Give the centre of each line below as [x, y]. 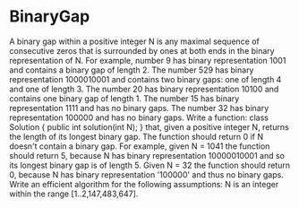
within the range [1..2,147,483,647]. [74, 194]
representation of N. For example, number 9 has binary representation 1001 [148, 60]
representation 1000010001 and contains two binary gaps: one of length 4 [145, 79]
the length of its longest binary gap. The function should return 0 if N [137, 136]
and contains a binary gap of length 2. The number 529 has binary [132, 70]
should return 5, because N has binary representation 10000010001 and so [147, 155]
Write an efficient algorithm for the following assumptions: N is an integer [144, 184]
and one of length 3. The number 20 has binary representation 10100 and [144, 89]
